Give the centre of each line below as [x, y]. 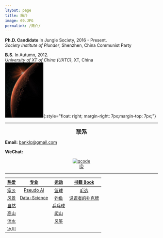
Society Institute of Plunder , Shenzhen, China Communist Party [68, 45]
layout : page [18, 10]
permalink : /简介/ [23, 26]
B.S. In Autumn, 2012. [27, 55]
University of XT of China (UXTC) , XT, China [49, 60]
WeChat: [14, 152]
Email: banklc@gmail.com [31, 142]
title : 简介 [16, 15]
